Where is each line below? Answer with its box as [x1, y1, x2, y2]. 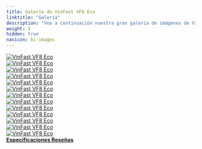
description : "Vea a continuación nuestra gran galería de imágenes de [6, 20, 189, 26]
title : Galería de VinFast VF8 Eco [6, 8, 96, 15]
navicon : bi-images [6, 37, 55, 43]
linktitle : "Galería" [6, 14, 61, 20]
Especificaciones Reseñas [6, 136, 74, 143]
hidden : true [6, 31, 39, 37]
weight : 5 [6, 25, 31, 32]
